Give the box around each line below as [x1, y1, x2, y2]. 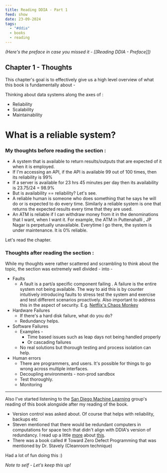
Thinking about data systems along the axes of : [5, 91, 103, 97]
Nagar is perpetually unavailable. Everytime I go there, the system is [12, 222, 152, 228]
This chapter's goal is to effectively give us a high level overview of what [5, 76, 154, 82]
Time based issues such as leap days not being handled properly [27, 334, 161, 340]
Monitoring [19, 382, 42, 388]
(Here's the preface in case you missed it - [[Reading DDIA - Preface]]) [5, 48, 151, 55]
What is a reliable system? [5, 129, 116, 140]
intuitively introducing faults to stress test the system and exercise [19, 291, 156, 297]
